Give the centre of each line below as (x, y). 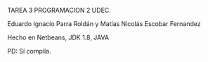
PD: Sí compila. (29, 51)
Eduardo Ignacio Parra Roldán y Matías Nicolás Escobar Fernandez (104, 24)
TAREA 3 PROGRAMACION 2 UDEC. (59, 10)
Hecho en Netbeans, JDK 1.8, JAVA (58, 37)
